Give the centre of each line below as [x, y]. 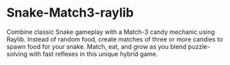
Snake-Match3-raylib [70, 13]
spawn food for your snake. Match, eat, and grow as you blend [97, 46]
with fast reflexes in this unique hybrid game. [93, 54]
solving [17, 54]
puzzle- [199, 46]
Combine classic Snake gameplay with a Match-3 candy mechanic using [111, 32]
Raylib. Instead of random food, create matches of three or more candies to [115, 39]
